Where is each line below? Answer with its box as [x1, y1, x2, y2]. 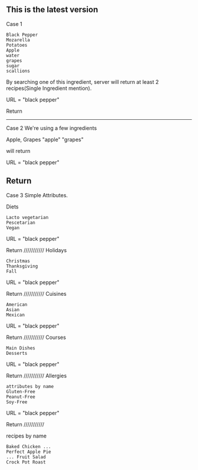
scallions [6, 68, 31, 74]
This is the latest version [6, 5, 98, 15]
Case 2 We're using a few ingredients [6, 124, 97, 132]
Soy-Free [6, 399, 28, 405]
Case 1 [6, 20, 22, 27]
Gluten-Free [6, 389, 35, 394]
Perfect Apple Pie [6, 449, 51, 455]
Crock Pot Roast [6, 459, 46, 465]
